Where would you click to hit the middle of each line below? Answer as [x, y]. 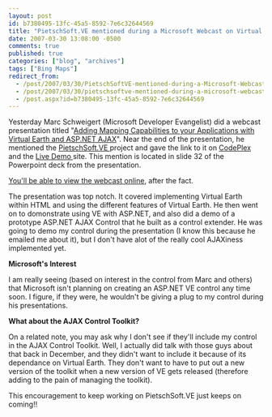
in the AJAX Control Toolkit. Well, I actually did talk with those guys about [131, 346]
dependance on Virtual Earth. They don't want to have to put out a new [127, 363]
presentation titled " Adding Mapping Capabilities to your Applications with [132, 131]
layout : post [30, 16]
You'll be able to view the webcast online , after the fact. [101, 181]
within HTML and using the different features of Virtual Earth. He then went [134, 205]
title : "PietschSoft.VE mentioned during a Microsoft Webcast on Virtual [136, 31]
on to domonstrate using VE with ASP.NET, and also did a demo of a [122, 214]
